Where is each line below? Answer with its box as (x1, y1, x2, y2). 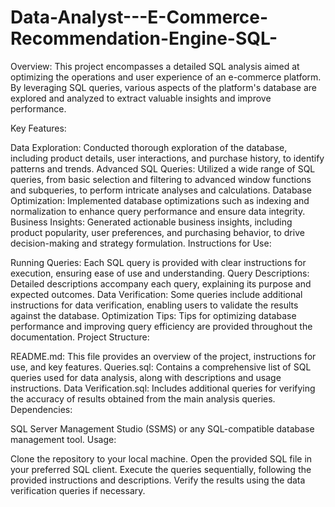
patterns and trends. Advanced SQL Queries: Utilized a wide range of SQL (10, 162, 316, 175)
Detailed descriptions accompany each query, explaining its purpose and (10, 277, 312, 290)
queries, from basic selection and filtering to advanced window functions (10, 173, 312, 185)
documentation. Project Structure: (10, 331, 150, 343)
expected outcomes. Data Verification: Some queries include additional (10, 288, 303, 300)
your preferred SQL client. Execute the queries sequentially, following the (10, 463, 312, 475)
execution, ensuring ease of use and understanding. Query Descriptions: (10, 267, 310, 279)
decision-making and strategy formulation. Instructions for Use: (10, 237, 272, 249)
